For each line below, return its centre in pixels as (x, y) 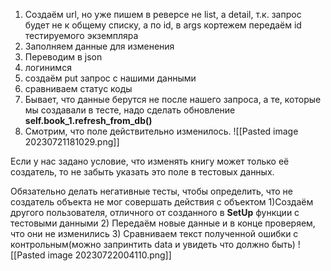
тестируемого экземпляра (81, 35)
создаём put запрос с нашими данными (110, 78)
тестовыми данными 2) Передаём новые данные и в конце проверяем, (163, 223)
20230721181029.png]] (72, 142)
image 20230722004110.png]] (109, 255)
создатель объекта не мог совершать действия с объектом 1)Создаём (162, 202)
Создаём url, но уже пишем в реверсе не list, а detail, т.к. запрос (163, 14)
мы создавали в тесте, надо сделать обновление (130, 110)
